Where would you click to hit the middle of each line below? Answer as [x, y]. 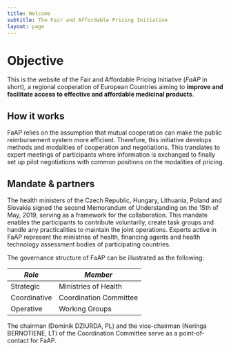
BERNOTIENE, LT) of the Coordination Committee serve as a [92, 333]
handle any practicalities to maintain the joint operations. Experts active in [112, 229]
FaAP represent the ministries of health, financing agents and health [104, 237]
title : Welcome [29, 13]
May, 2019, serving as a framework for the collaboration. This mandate [108, 215]
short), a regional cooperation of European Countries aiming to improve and [115, 87]
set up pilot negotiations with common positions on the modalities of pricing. [116, 162]
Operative [27, 309]
